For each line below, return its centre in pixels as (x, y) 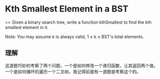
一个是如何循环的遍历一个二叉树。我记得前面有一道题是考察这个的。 (73, 71)
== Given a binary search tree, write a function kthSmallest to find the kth (78, 22)
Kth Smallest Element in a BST (67, 9)
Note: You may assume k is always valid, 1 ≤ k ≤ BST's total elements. (74, 37)
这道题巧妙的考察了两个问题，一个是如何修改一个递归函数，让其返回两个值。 (81, 66)
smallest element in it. (27, 27)
